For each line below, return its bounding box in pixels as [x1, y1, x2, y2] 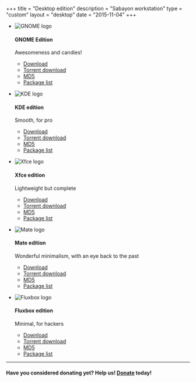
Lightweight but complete [14, 185, 76, 192]
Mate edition [14, 240, 46, 247]
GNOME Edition [14, 36, 53, 43]
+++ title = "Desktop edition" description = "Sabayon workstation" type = [6, 5, 183, 12]
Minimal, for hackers [14, 320, 64, 328]
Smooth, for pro [14, 117, 53, 124]
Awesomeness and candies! [14, 49, 82, 56]
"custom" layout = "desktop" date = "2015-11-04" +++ [6, 11, 136, 18]
